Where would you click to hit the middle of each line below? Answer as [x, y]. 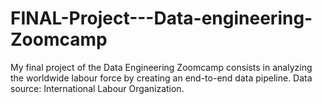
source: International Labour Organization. [97, 88]
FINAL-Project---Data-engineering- [161, 18]
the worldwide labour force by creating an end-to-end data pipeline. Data [161, 78]
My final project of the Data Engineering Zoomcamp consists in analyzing [161, 67]
